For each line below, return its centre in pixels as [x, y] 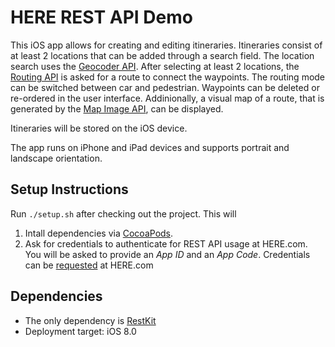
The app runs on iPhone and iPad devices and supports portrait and [150, 147]
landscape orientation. [56, 158]
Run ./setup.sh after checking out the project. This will [123, 213]
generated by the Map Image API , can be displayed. [117, 108]
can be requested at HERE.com [89, 265]
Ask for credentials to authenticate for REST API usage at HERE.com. [166, 243]
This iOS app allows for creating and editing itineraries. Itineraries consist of [166, 45]
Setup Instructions [69, 189]
